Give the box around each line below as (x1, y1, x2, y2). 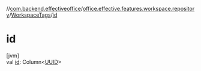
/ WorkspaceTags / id (8, 11, 58, 18)
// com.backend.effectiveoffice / (6, 5, 83, 12)
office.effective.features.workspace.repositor (83, 5, 195, 12)
